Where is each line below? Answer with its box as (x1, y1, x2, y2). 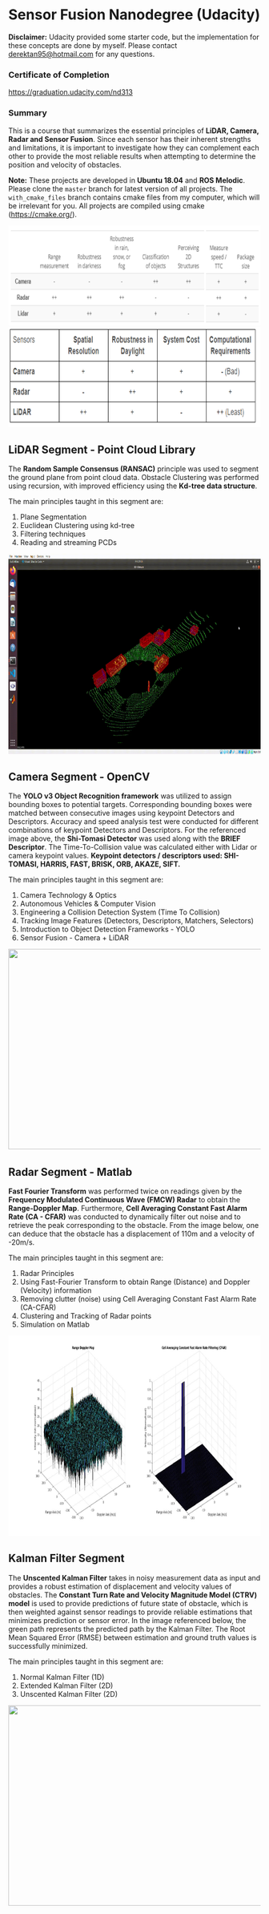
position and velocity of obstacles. (8, 159, 122, 169)
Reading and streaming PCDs (19, 538, 118, 547)
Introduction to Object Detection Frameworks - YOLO (19, 924, 195, 935)
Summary (8, 107, 48, 119)
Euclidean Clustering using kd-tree (19, 521, 134, 531)
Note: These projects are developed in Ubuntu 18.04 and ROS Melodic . (8, 175, 246, 185)
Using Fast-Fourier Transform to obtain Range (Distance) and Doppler (19, 1277, 251, 1286)
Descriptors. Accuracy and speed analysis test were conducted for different (8, 817, 259, 826)
